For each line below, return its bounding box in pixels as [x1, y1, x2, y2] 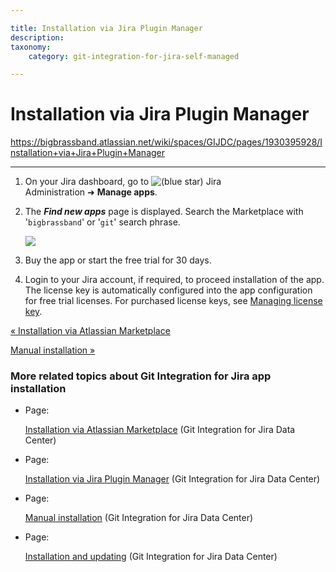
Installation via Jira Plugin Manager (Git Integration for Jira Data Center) [24, 473, 321, 485]
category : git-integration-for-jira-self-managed [28, 51, 240, 61]
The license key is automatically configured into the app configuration [24, 284, 313, 296]
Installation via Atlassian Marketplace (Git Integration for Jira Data [24, 424, 296, 436]
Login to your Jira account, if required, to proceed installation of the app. [24, 274, 325, 286]
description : [10, 32, 65, 43]
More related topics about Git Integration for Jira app [10, 369, 272, 383]
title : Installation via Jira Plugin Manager [10, 23, 203, 33]
